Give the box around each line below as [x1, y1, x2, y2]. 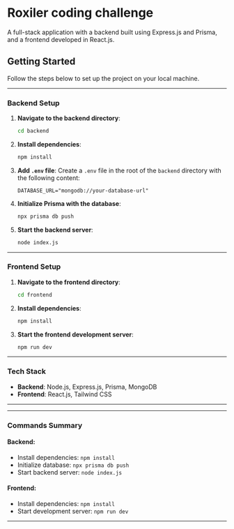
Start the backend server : [17, 225, 93, 234]
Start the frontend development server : [17, 330, 134, 338]
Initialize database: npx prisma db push [17, 461, 130, 469]
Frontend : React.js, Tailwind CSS [17, 389, 113, 398]
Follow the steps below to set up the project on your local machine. [7, 74, 200, 82]
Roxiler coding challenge [7, 5, 154, 21]
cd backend [17, 128, 49, 135]
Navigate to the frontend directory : [17, 278, 120, 286]
